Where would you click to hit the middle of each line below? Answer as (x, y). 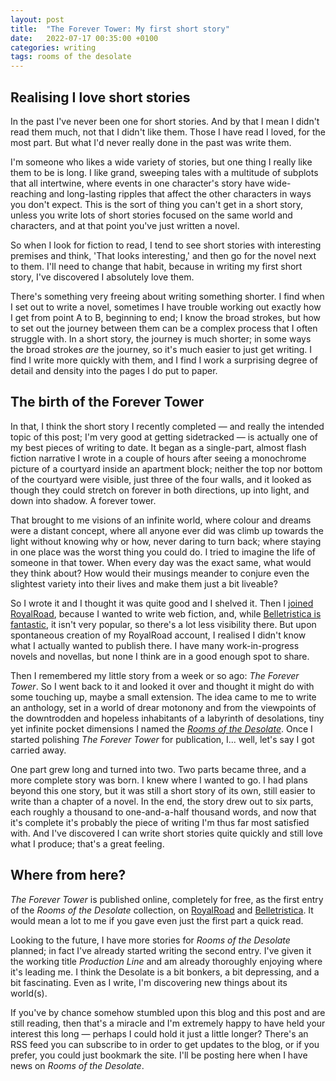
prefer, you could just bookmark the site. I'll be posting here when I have (159, 1055)
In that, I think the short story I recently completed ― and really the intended (167, 426)
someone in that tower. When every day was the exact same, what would (161, 562)
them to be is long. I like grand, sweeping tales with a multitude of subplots (164, 172)
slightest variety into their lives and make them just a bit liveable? (144, 583)
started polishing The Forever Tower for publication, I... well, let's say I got (162, 739)
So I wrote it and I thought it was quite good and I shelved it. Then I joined (162, 603)
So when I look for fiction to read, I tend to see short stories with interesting (166, 245)
